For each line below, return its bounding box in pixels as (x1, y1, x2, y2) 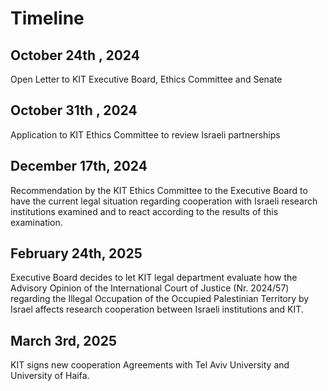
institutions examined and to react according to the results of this (10, 205, 279, 217)
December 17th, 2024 (10, 158, 148, 175)
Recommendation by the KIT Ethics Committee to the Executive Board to (10, 184, 308, 196)
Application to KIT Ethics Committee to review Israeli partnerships (10, 128, 281, 141)
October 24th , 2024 (10, 47, 140, 64)
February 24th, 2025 (10, 245, 143, 262)
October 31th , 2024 (10, 102, 138, 119)
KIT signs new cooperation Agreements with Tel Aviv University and (10, 359, 290, 371)
